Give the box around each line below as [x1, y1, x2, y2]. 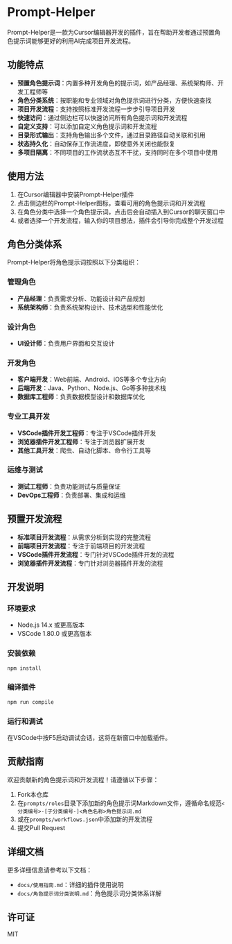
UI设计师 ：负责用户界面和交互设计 [17, 339, 115, 347]
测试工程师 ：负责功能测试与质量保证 [17, 482, 121, 490]
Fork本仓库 [17, 790, 49, 798]
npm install [7, 664, 42, 672]
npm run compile [7, 698, 54, 705]
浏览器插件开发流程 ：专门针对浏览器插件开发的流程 [17, 559, 163, 567]
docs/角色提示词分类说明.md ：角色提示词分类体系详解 [17, 889, 162, 897]
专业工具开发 [7, 412, 51, 421]
